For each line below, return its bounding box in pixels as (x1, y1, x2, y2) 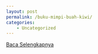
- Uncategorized (16, 25, 57, 31)
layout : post (6, 8, 38, 15)
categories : (6, 19, 35, 25)
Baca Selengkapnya (6, 41, 54, 48)
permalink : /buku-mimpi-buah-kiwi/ (6, 14, 93, 20)
